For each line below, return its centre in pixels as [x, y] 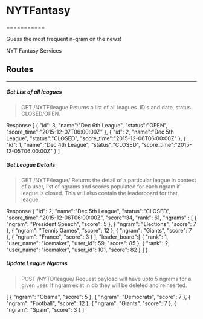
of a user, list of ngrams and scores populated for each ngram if [100, 186]
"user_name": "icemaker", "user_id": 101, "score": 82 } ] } [77, 250]
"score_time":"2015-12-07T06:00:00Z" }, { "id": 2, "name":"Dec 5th [90, 132]
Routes [20, 70]
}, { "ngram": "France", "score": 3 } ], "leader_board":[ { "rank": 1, [87, 237]
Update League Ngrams [37, 263]
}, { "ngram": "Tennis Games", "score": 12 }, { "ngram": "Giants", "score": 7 [99, 230]
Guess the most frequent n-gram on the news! [64, 39]
